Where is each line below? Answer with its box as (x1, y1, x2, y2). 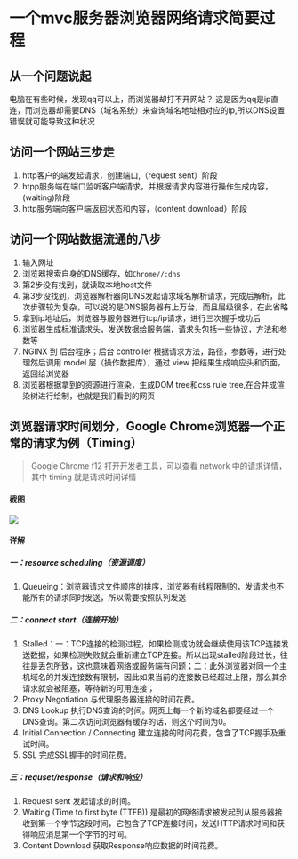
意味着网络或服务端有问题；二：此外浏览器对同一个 (92, 661, 280, 671)
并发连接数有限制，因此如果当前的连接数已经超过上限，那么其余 (52, 672, 287, 683)
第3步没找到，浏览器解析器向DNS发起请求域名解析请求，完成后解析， (21, 290, 278, 301)
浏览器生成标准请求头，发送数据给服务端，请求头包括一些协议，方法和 (21, 324, 280, 334)
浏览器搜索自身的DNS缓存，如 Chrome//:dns (21, 268, 181, 278)
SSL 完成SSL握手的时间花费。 (21, 750, 132, 760)
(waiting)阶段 (21, 192, 71, 203)
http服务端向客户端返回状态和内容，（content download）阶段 (21, 203, 247, 213)
